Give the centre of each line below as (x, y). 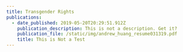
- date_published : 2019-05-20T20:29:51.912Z (69, 23)
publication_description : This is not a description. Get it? (97, 28)
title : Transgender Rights (40, 12)
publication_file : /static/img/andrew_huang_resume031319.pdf (97, 34)
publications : (24, 17)
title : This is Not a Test (51, 39)
